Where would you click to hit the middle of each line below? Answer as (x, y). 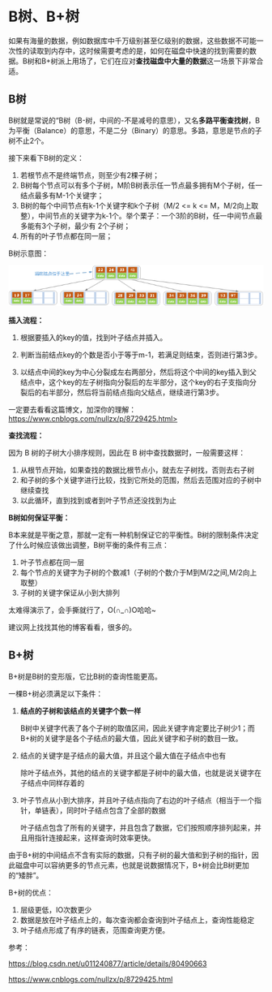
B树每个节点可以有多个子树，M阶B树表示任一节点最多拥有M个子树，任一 (141, 185)
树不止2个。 (28, 140)
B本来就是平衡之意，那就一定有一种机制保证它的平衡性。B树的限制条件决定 (134, 535)
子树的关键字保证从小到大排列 (70, 593)
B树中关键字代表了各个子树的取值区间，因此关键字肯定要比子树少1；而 (137, 728)
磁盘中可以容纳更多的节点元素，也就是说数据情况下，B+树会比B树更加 (132, 865)
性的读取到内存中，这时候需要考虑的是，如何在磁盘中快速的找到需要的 (132, 50)
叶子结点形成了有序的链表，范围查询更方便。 (95, 929)
